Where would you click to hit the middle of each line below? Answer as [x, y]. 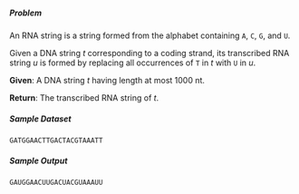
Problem [26, 13]
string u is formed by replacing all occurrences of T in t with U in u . [133, 63]
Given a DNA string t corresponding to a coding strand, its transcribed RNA [149, 53]
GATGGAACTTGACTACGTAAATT [56, 141]
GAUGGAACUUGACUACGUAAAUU [56, 182]
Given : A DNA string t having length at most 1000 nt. [107, 80]
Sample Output [39, 160]
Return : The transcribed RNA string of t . [84, 97]
